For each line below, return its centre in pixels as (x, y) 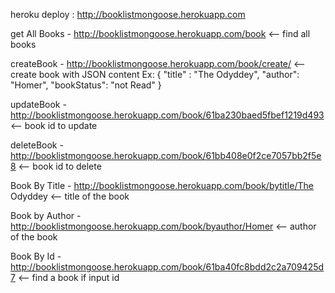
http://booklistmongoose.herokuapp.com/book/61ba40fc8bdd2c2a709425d (167, 267)
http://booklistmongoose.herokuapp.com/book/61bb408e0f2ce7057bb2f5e (166, 155)
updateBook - (38, 104)
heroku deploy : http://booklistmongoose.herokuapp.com (128, 14)
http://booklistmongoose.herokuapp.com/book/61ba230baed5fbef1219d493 (167, 115)
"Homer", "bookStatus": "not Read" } (86, 85)
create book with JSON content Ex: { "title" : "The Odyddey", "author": (155, 74)
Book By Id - (36, 256)
